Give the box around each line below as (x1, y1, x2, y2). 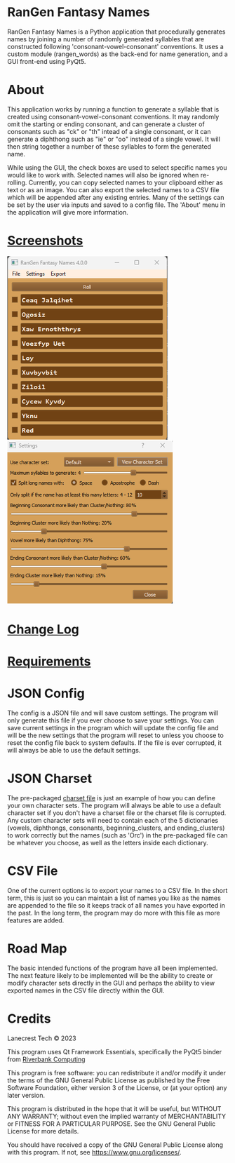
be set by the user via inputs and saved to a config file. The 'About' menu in (7, 201, 226, 209)
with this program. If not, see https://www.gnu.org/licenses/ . (7, 1148, 182, 1156)
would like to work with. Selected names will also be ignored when (7, 170, 199, 179)
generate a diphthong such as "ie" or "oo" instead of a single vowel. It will (7, 135, 221, 143)
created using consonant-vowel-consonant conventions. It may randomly (7, 112, 220, 121)
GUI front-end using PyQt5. (7, 57, 86, 65)
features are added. (7, 916, 65, 925)
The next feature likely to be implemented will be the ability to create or (7, 971, 213, 979)
